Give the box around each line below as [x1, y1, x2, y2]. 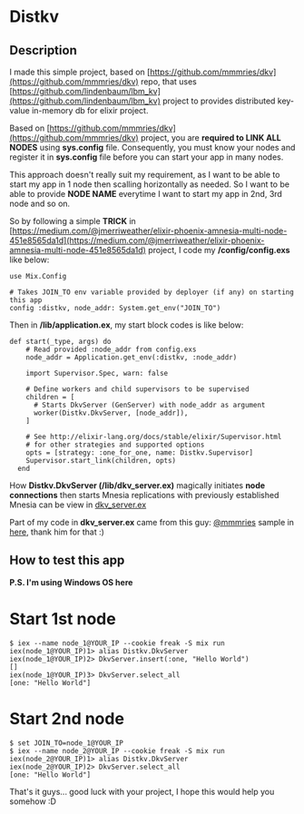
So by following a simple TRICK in [9, 216, 136, 226]
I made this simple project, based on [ [9, 66, 151, 77]
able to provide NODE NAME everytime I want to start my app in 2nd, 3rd [9, 189, 283, 199]
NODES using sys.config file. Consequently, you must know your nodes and [9, 142, 296, 152]
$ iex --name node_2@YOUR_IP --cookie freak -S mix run [9, 746, 225, 755]
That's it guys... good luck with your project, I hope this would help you [9, 786, 275, 797]
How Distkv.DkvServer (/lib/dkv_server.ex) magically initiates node [9, 480, 266, 491]
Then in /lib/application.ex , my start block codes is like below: [9, 319, 244, 330]
